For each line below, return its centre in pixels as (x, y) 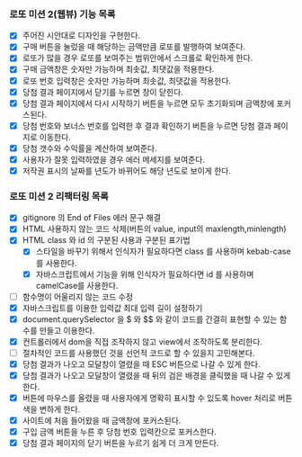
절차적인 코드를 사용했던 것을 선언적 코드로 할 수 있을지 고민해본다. (138, 353)
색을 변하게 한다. (51, 409)
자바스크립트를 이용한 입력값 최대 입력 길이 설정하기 (112, 308)
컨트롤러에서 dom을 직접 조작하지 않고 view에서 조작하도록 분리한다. (142, 341)
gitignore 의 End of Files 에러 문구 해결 (92, 218)
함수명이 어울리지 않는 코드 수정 (77, 296)
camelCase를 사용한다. (77, 285)
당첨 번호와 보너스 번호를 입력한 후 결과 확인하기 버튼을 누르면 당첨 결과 (147, 125)
